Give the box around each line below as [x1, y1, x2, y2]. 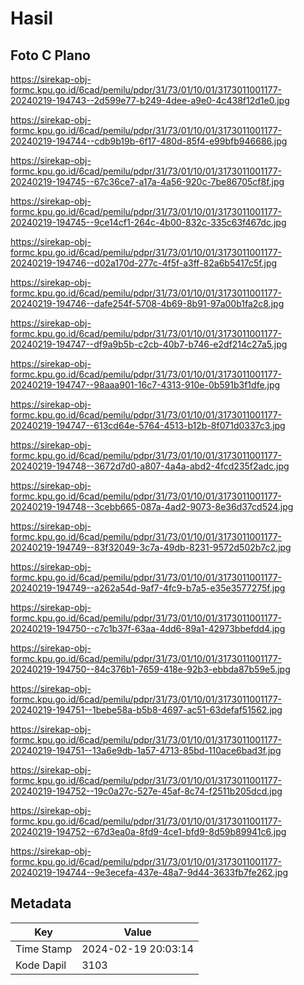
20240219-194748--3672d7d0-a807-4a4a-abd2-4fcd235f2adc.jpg [10, 460, 290, 472]
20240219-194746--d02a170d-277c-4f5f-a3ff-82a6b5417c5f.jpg [10, 257, 278, 269]
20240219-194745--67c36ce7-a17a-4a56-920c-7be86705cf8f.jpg [10, 176, 285, 187]
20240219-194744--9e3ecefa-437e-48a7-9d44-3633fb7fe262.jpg [10, 867, 289, 878]
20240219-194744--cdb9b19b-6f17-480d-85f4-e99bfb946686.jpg [10, 135, 288, 147]
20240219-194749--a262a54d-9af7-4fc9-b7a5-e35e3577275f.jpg [10, 582, 286, 594]
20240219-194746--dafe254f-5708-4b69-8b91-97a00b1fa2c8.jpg [10, 298, 285, 309]
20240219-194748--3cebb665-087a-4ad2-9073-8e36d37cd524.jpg [10, 501, 294, 512]
